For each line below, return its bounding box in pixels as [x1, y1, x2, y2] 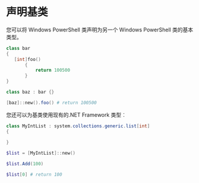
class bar [6, 45, 31, 51]
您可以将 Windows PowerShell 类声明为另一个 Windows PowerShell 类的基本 [6, 26, 194, 33]
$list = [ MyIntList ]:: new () [6, 150, 76, 156]
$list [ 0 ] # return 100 [6, 172, 62, 178]
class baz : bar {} [6, 89, 55, 95]
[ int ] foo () [14, 56, 42, 62]
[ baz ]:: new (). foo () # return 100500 [6, 99, 97, 105]
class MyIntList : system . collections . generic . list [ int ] [6, 123, 150, 129]
